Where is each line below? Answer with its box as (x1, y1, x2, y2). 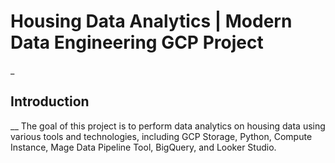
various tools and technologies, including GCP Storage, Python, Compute (10, 130, 313, 142)
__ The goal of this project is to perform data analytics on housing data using (10, 120, 326, 132)
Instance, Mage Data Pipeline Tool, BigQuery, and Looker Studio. (10, 141, 277, 153)
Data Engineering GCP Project (10, 31, 264, 54)
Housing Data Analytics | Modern (10, 10, 293, 33)
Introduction (10, 93, 90, 110)
